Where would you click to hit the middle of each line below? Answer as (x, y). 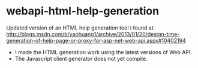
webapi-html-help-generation (83, 11)
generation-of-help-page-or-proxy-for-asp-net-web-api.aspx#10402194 (96, 40)
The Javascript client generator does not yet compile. (81, 58)
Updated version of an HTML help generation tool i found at (80, 28)
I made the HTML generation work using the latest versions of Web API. (103, 52)
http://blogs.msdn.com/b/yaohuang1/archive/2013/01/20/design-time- (93, 34)
